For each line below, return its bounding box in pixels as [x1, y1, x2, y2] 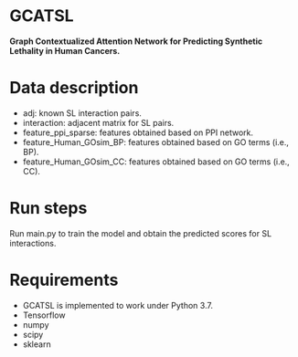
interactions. [9, 237, 57, 248]
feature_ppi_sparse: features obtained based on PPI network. [22, 127, 254, 138]
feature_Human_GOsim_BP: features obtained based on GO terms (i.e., [22, 136, 290, 147]
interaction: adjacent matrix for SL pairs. [22, 117, 175, 128]
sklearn [22, 339, 52, 350]
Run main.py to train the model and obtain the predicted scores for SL [9, 227, 272, 238]
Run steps [9, 198, 88, 219]
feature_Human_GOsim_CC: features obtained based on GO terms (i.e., [22, 156, 290, 167]
